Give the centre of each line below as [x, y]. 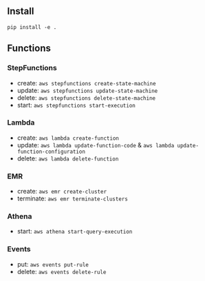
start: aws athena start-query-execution [75, 231]
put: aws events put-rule [53, 264]
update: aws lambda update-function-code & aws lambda [96, 145]
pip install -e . [32, 27]
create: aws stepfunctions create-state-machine [86, 83]
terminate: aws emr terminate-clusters [73, 198]
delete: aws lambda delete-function [68, 158]
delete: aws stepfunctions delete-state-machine [86, 97]
